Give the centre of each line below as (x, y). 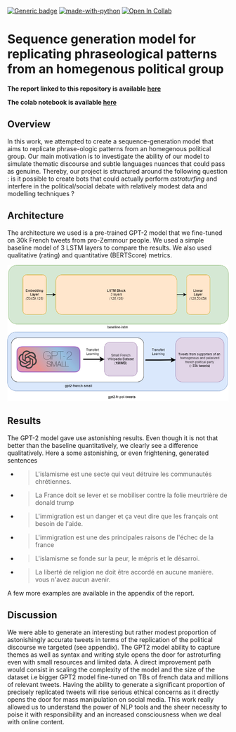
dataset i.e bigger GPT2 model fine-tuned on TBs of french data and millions (118, 677)
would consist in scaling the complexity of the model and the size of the (111, 669)
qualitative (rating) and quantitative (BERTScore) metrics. (90, 255)
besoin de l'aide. (59, 523)
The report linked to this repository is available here (84, 89)
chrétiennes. (53, 481)
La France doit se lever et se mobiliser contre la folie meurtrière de (131, 495)
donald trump (54, 502)
